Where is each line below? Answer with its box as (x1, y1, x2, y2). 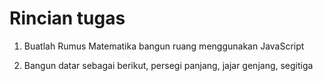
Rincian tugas (9, 7, 126, 30)
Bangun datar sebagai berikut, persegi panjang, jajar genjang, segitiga (23, 59, 314, 71)
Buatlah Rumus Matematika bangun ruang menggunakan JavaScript (23, 40, 305, 52)
